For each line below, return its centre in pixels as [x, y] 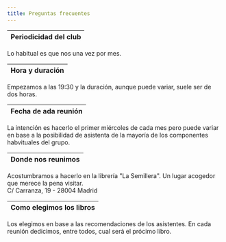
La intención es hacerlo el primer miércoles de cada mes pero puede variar [113, 127]
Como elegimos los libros [53, 207]
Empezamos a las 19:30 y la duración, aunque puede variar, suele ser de [109, 87]
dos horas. [22, 94]
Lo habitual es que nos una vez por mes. [64, 53]
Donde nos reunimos [45, 159]
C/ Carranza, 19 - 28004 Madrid [52, 190]
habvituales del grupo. [39, 142]
